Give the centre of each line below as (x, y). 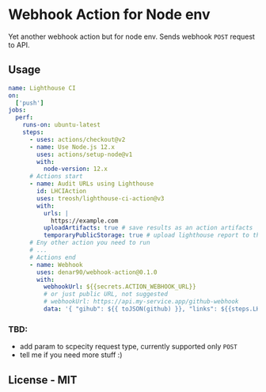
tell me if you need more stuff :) (71, 355)
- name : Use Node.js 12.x (72, 147)
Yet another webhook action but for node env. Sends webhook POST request (132, 36)
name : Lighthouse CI (42, 88)
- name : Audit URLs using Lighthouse (91, 184)
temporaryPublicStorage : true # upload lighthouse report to (146, 235)
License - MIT (43, 380)
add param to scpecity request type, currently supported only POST (128, 347)
